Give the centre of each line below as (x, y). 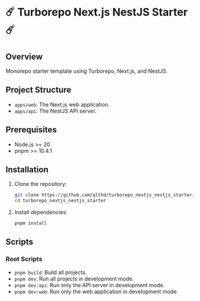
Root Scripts (24, 259)
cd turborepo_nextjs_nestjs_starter (60, 201)
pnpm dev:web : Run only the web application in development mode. (96, 291)
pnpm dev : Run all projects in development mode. (74, 279)
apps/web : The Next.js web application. (62, 104)
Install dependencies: (41, 213)
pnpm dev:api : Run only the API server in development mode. (89, 285)
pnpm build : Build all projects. (51, 272)
